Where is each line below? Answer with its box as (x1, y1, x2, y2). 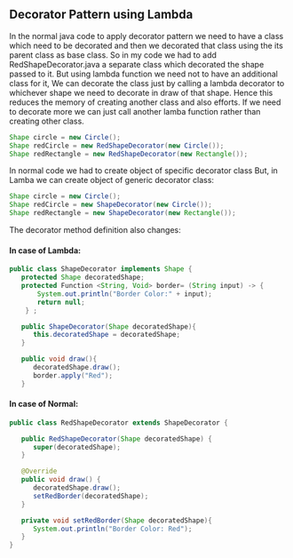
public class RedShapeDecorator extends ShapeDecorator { (9, 418, 228, 427)
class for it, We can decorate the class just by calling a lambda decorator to (9, 77, 285, 88)
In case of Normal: (9, 399, 78, 410)
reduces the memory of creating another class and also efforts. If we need (9, 97, 281, 108)
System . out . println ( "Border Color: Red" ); (32, 524, 193, 533)
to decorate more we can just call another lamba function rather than (9, 106, 261, 116)
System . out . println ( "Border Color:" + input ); (36, 289, 213, 299)
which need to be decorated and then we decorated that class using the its (9, 40, 284, 51)
